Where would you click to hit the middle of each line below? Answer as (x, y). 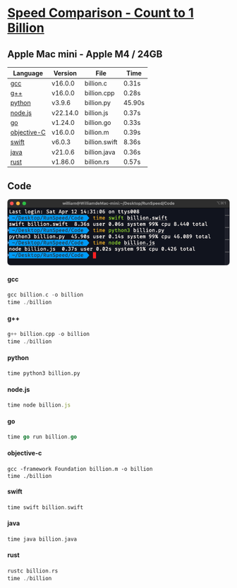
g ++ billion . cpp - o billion (49, 334)
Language (28, 73)
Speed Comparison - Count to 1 (101, 13)
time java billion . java (42, 539)
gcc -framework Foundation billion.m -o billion (80, 469)
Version (65, 73)
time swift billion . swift (45, 507)
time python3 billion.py (44, 373)
